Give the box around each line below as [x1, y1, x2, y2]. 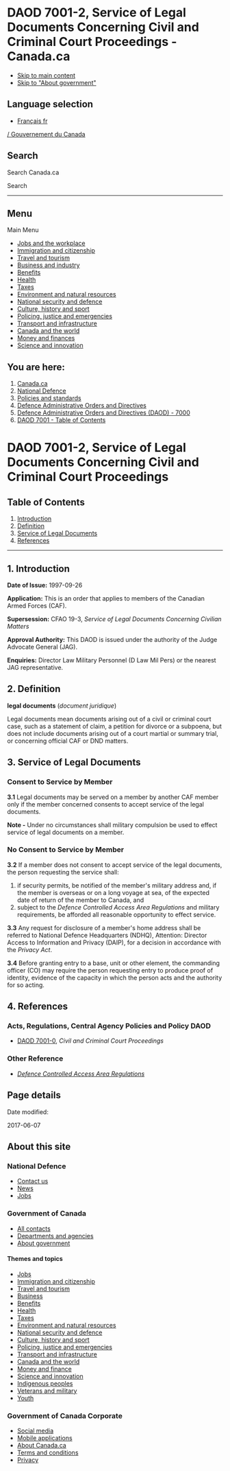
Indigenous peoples [16, 1379, 73, 1387]
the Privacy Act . [7, 945, 53, 953]
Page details [7, 1089, 62, 1101]
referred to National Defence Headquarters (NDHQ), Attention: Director [7, 931, 207, 939]
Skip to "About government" [16, 78, 97, 86]
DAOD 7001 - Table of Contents [16, 416, 106, 424]
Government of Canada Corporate [7, 1411, 123, 1420]
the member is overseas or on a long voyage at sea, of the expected [16, 888, 210, 896]
